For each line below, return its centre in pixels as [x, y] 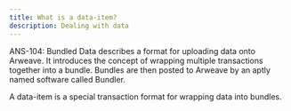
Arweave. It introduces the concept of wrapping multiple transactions [137, 60]
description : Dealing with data [69, 26]
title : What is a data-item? [63, 17]
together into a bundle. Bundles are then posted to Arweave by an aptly [140, 70]
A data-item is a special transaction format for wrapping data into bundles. [145, 96]
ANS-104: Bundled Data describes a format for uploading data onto [133, 51]
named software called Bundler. [68, 79]
